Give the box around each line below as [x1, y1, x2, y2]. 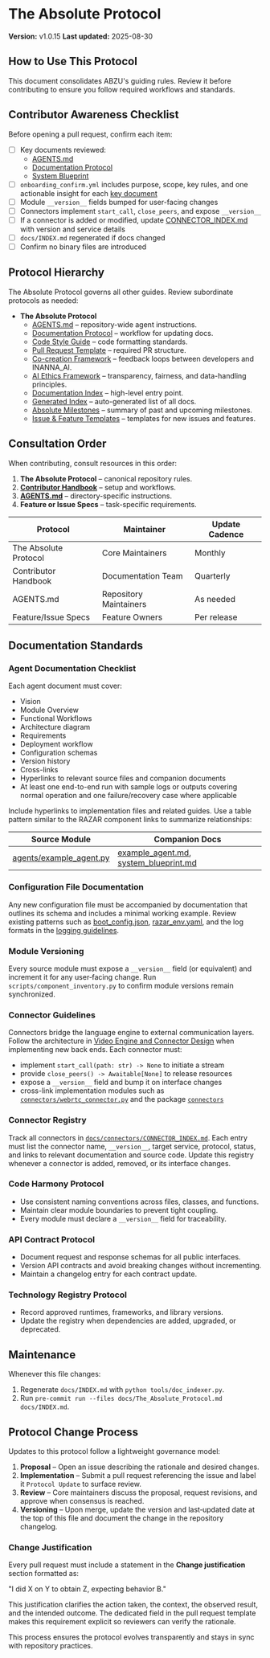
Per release [194, 612, 238, 623]
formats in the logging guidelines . [8, 925, 119, 935]
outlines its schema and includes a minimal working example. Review [8, 908, 237, 918]
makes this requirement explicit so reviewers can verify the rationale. [8, 1617, 236, 1627]
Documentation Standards [8, 639, 143, 653]
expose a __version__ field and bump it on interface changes [19, 1078, 223, 1087]
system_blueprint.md [117, 858, 197, 869]
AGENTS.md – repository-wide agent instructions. [31, 319, 198, 330]
